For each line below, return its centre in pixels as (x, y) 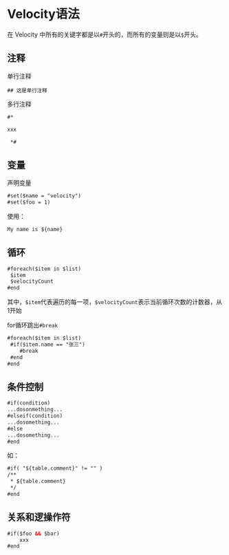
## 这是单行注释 (27, 90)
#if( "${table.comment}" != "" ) (55, 468)
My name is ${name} (35, 229)
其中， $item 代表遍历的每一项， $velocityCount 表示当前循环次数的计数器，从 (115, 302)
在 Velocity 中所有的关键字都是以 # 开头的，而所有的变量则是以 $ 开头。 (105, 34)
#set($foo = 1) (29, 203)
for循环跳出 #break (33, 325)
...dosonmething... (35, 410)
